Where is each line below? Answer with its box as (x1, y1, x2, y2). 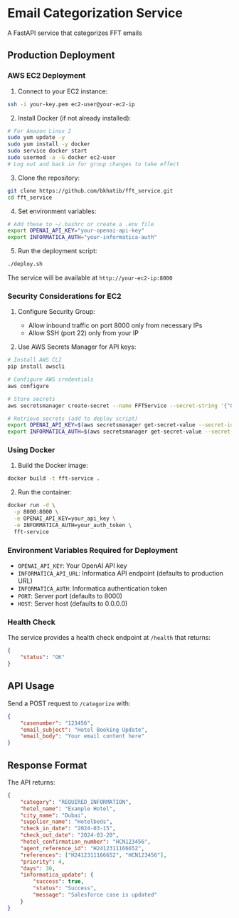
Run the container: (17, 488, 73, 496)
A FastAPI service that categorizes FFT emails (7, 29, 142, 37)
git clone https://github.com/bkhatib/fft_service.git (7, 187, 174, 194)
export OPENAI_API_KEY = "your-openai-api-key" (7, 227, 144, 235)
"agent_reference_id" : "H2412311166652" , (20, 845, 144, 852)
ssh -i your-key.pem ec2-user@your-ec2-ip (7, 101, 135, 108)
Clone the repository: (17, 173, 80, 182)
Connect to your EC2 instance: (17, 87, 108, 96)
